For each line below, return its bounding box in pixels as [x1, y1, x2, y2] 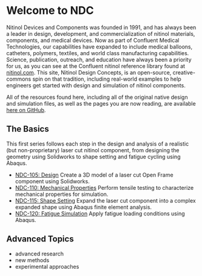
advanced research [15, 250, 64, 257]
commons [6, 75, 32, 82]
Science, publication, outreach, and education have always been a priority [6, 56, 192, 63]
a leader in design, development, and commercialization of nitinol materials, [6, 30, 195, 37]
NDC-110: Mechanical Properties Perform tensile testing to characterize [15, 184, 194, 191]
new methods [15, 256, 50, 264]
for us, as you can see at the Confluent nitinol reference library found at [6, 62, 186, 70]
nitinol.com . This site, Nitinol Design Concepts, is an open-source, [6, 69, 172, 76]
